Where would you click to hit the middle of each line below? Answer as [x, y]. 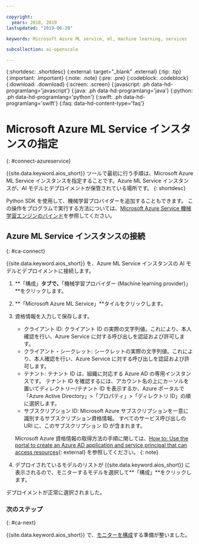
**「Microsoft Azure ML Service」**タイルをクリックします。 [90, 303]
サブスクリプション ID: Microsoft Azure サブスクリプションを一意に [106, 411]
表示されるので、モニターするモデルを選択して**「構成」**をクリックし [103, 472]
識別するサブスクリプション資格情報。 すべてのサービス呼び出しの [105, 418]
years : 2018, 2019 [34, 22]
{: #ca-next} [21, 523]
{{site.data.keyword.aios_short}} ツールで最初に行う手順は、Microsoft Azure [100, 173]
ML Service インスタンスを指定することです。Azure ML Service [84, 181]
